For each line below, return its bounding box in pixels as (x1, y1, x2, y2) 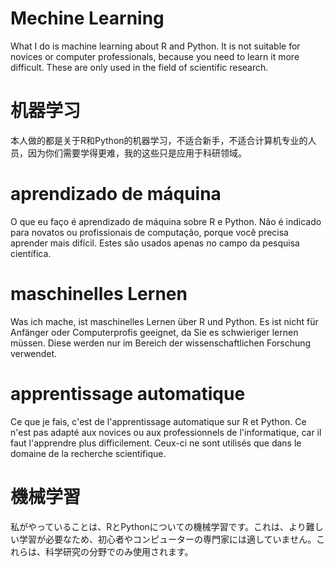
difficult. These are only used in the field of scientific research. (10, 61, 269, 73)
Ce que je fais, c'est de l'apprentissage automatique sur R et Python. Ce (10, 415, 307, 427)
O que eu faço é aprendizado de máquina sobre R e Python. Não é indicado (10, 215, 322, 227)
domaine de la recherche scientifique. (10, 447, 167, 459)
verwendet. (10, 347, 58, 359)
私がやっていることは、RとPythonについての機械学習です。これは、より (10, 520, 307, 532)
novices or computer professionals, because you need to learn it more (10, 50, 300, 62)
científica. (10, 247, 52, 259)
